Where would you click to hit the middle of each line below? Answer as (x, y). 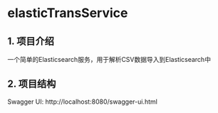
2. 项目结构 (32, 84)
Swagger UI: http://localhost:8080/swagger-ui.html (83, 102)
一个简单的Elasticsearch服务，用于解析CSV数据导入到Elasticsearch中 (109, 59)
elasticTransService (68, 13)
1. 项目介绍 (31, 41)
